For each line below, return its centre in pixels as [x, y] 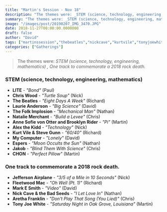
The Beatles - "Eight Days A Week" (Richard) [59, 101]
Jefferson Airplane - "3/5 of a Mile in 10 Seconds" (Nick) [71, 178]
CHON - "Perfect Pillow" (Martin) [46, 154]
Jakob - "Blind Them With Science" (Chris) [56, 148]
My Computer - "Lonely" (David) [46, 138]
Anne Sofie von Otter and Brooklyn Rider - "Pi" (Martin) [70, 122]
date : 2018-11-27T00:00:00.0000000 [42, 28]
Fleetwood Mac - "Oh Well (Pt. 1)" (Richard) [57, 183]
